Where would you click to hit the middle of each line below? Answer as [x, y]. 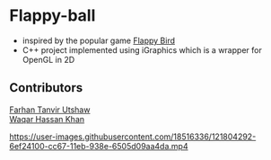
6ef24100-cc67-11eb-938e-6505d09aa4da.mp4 [99, 146]
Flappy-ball [52, 16]
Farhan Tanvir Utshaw [50, 110]
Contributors [46, 88]
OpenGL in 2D [48, 59]
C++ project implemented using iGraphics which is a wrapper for [142, 49]
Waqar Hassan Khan [47, 119]
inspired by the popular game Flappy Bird [99, 40]
